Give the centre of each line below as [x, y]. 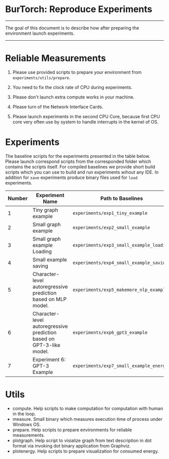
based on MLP [50, 299]
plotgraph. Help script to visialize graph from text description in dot [82, 440]
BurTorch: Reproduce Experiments [79, 9]
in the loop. [24, 414]
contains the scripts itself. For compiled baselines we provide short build [80, 166]
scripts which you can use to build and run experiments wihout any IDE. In [82, 172]
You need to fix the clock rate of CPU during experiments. [72, 87]
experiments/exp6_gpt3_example [110, 332]
